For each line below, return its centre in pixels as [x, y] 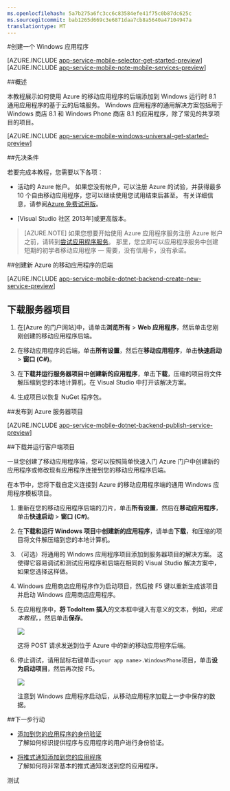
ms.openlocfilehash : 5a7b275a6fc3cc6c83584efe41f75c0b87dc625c [100, 13]
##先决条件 [23, 158]
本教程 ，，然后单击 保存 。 [52, 618]
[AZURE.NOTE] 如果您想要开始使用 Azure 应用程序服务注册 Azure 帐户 [123, 233]
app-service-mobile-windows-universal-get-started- [134, 136]
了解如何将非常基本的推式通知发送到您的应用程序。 [89, 766]
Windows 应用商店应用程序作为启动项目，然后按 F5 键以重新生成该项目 [117, 586]
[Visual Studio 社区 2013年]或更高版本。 [73, 219]
